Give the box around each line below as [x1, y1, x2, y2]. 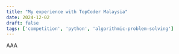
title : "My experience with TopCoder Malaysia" [6, 8, 128, 15]
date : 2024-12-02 [6, 14, 50, 20]
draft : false [6, 20, 39, 26]
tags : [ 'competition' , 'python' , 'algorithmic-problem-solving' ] [6, 25, 174, 32]
